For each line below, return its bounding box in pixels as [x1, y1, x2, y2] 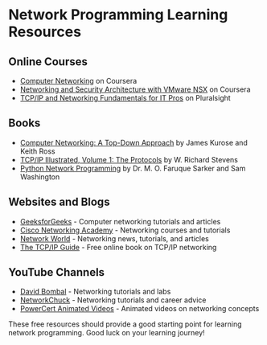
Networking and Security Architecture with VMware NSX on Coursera [19, 84, 251, 94]
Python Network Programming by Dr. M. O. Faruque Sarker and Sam [19, 163, 246, 173]
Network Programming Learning [8, 6, 228, 24]
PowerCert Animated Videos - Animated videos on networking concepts [19, 304, 260, 314]
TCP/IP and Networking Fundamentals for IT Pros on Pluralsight [19, 93, 231, 102]
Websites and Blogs [8, 195, 110, 209]
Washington [19, 171, 60, 182]
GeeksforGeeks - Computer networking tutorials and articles [19, 216, 221, 226]
